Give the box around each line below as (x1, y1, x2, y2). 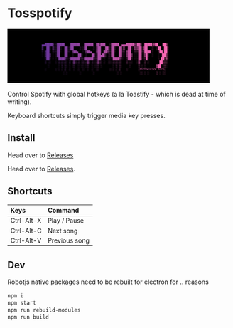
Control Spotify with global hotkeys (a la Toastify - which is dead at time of (7, 90, 226, 98)
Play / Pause (47, 216, 84, 225)
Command (47, 206, 80, 215)
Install (7, 132, 36, 144)
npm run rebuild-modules (7, 307, 81, 314)
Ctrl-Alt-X (10, 216, 42, 225)
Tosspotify (7, 5, 72, 21)
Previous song (47, 236, 90, 245)
